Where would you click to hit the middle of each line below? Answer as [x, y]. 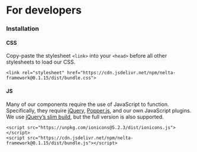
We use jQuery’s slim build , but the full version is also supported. [85, 117]
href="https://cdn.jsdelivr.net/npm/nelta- [122, 73]
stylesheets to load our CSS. [41, 62]
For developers [44, 10]
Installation [23, 29]
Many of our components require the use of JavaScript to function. [88, 104]
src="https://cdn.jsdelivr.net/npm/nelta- [80, 138]
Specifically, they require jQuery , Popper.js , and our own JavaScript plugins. [99, 110]
